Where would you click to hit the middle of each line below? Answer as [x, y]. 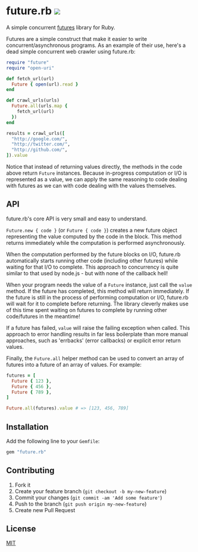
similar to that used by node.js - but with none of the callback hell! [87, 273]
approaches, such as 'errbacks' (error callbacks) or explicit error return [94, 340]
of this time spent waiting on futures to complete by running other [87, 310]
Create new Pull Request [45, 510]
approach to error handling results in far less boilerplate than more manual [97, 334]
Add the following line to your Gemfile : [53, 441]
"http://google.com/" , [40, 139]
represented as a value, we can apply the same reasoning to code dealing [97, 179]
